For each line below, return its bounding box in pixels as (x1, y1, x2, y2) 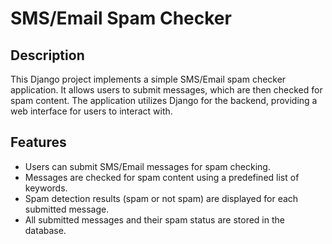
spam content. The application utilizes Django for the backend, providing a (10, 95, 318, 106)
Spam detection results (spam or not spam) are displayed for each (24, 192, 299, 204)
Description (10, 47, 85, 64)
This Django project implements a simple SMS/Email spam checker (10, 73, 287, 85)
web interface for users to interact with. (10, 105, 173, 117)
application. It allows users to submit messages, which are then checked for (10, 84, 323, 96)
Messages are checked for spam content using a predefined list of (24, 171, 300, 183)
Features (10, 134, 67, 151)
